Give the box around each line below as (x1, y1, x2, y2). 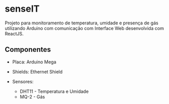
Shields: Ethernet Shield (12, 68, 63, 75)
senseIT (5, 3, 40, 15)
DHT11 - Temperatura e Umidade (19, 88, 89, 94)
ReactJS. (5, 30, 24, 37)
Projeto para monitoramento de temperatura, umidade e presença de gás (5, 20, 159, 26)
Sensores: (12, 78, 34, 84)
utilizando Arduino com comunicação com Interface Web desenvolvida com (5, 25, 164, 31)
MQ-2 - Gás (19, 93, 45, 99)
